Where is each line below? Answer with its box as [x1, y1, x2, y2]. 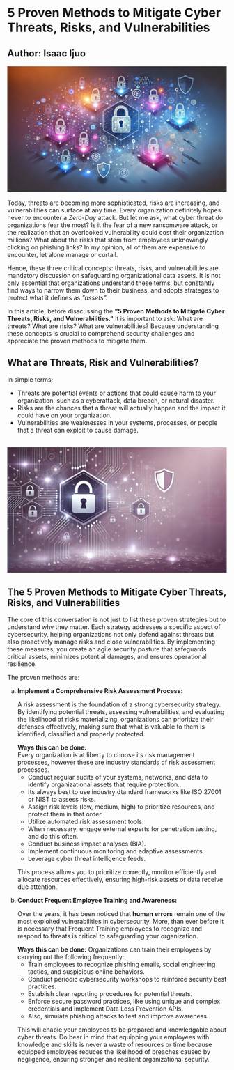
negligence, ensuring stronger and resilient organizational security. [17, 1055, 210, 1064]
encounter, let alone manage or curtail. [7, 250, 118, 258]
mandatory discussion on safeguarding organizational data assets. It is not [7, 271, 221, 279]
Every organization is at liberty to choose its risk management [17, 751, 195, 759]
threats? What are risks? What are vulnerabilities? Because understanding [7, 322, 219, 330]
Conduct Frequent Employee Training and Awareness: [17, 897, 178, 905]
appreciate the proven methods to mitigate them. [7, 336, 148, 345]
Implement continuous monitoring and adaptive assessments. [27, 847, 205, 855]
